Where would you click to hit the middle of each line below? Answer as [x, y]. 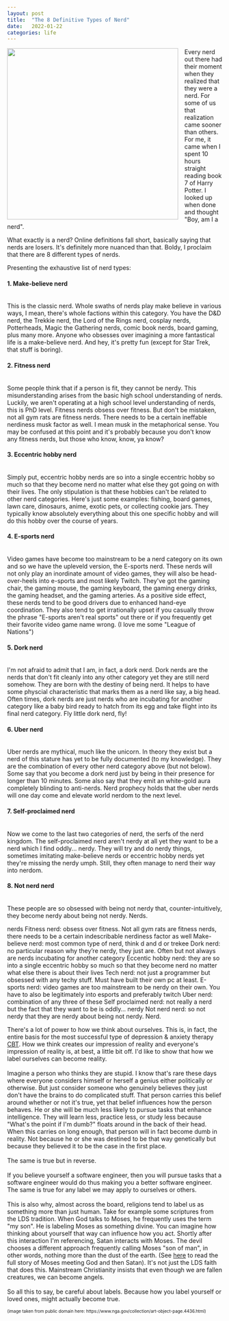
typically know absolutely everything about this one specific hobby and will [113, 513]
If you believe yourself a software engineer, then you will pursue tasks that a [114, 1175]
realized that [202, 81]
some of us [200, 103]
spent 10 [196, 154]
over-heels [22, 581]
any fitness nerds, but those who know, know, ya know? [85, 439]
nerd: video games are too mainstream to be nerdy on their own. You [123, 987]
